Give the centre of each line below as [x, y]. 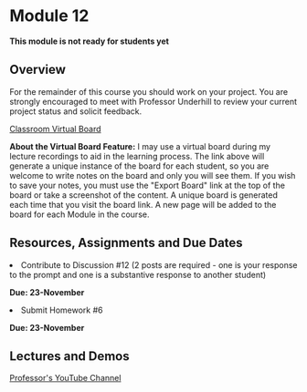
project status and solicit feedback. [76, 111]
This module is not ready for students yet [89, 41]
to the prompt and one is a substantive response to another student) [138, 274]
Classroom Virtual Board [56, 129]
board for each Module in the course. [79, 214]
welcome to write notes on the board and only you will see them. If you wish [153, 175]
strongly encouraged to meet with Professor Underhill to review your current [153, 101]
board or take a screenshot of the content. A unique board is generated [144, 195]
